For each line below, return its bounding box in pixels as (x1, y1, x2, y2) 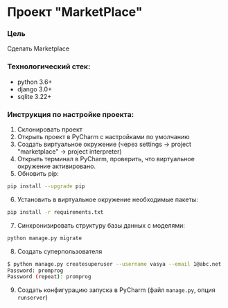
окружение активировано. (17, 162, 96, 170)
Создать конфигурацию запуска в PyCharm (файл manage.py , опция (17, 286, 216, 294)
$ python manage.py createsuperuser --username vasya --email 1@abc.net (7, 260, 222, 267)
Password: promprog (7, 267, 64, 274)
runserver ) (17, 293, 49, 302)
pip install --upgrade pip (7, 183, 85, 190)
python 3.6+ (17, 78, 53, 86)
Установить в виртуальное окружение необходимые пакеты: (17, 195, 199, 203)
